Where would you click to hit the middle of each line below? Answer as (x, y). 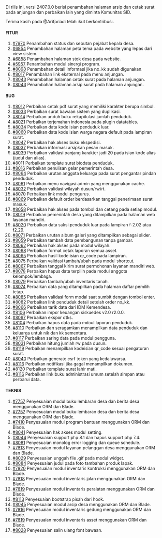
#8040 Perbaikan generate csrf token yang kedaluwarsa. (69, 359)
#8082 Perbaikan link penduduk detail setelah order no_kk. (71, 302)
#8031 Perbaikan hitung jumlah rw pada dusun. (59, 343)
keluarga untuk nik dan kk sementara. (50, 333)
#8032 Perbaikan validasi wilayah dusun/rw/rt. (59, 189)
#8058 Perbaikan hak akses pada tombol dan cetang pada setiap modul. (85, 209)
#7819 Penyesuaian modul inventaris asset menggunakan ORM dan (80, 520)
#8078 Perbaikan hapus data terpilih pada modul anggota (70, 271)
